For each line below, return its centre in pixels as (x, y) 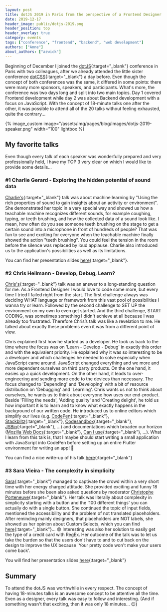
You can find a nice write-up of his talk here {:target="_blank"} (69, 457)
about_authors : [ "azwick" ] (33, 52)
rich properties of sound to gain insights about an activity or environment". (82, 203)
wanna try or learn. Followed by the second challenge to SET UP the (75, 305)
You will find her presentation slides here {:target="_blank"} (66, 560)
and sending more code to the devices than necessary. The (92, 379)
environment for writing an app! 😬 (40, 448)
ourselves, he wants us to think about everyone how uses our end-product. (83, 395)
